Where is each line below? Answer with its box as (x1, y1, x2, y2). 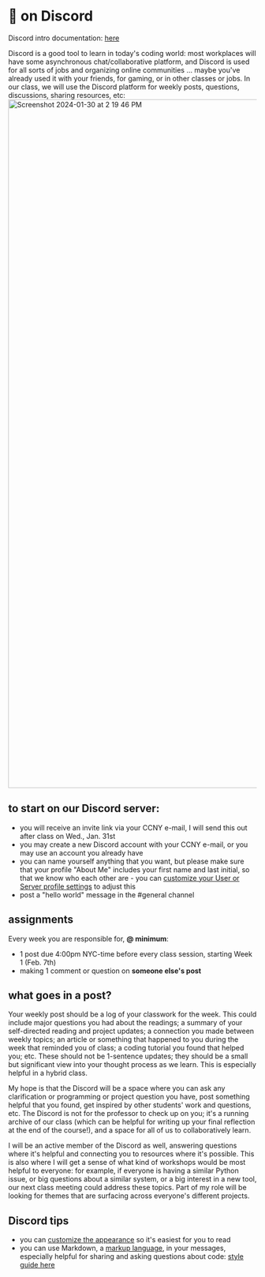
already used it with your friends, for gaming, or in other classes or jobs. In (8, 73, 251, 83)
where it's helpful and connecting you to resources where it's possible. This (8, 1149, 255, 1159)
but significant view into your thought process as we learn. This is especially (8, 1060, 256, 1069)
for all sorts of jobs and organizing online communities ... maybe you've (8, 65, 241, 74)
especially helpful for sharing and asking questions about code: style (19, 1252, 244, 1261)
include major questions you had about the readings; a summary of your (8, 1018, 243, 1028)
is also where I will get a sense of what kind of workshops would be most (8, 1158, 246, 1167)
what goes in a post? (8, 988, 112, 1002)
